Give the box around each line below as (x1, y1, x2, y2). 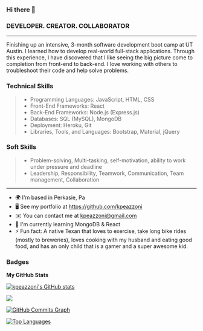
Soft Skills (6, 143, 37, 151)
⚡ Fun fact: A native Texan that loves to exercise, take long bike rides (14, 227, 187, 235)
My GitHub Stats (6, 272, 49, 279)
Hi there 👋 (6, 5, 36, 14)
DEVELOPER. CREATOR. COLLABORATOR (6, 21, 130, 30)
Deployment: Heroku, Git (30, 121, 92, 129)
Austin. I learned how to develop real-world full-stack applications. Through (6, 48, 195, 55)
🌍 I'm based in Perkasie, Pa (14, 194, 86, 201)
